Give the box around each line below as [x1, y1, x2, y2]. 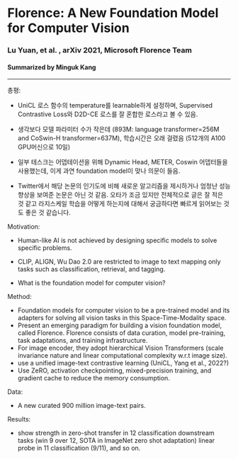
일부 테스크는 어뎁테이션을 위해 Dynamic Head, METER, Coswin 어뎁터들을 [17, 158, 228, 166]
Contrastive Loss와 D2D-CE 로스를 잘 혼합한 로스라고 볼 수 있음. [17, 110, 198, 118]
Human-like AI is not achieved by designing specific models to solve [17, 236, 217, 245]
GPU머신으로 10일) [17, 143, 71, 152]
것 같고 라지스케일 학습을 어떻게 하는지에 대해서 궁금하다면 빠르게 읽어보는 [17, 200, 222, 208]
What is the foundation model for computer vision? [17, 278, 166, 288]
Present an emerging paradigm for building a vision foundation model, [17, 321, 222, 330]
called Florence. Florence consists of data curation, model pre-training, [17, 329, 226, 337]
